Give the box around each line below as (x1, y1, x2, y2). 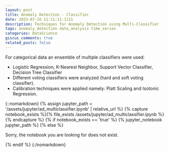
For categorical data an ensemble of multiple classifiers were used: (5, 54, 145, 60)
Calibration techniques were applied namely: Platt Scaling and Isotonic (12, 85, 159, 91)
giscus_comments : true (5, 36, 53, 41)
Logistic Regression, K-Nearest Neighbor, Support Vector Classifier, (12, 64, 153, 70)
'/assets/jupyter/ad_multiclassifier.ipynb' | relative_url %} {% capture (5, 106, 148, 112)
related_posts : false (5, 40, 51, 45)
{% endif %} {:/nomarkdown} (5, 141, 66, 147)
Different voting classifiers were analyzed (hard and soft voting (12, 74, 144, 81)
